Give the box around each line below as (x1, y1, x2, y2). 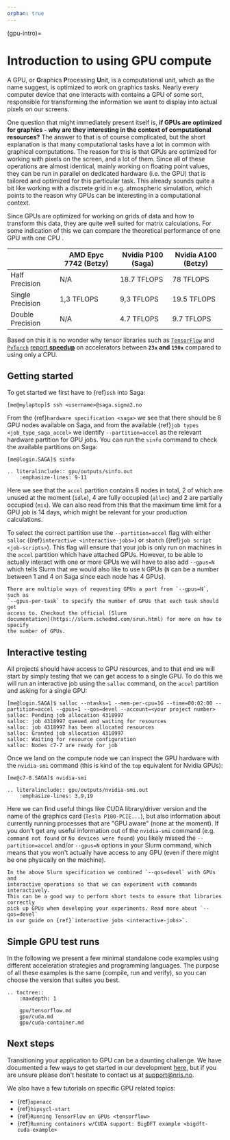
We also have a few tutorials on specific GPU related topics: (7, 1084, 176, 1092)
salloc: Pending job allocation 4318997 (7, 712, 125, 719)
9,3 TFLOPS (119, 294, 159, 304)
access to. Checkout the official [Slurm (7, 610, 127, 617)
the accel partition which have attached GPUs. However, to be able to (7, 551, 203, 559)
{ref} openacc (16, 1097, 53, 1106)
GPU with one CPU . (7, 233, 64, 242)
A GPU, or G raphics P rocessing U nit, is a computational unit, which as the (7, 76, 215, 84)
